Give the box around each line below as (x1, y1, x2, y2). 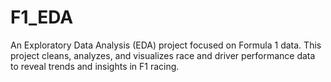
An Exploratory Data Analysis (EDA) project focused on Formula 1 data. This (10, 39, 322, 51)
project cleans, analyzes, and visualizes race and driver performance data (10, 49, 316, 61)
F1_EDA (10, 6, 74, 29)
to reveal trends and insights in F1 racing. (10, 60, 180, 72)
